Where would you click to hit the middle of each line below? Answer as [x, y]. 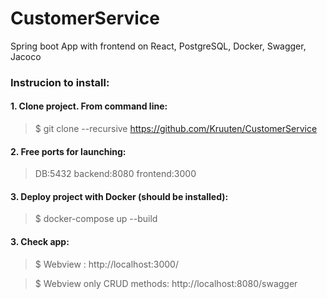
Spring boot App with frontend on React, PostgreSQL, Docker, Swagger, [158, 46]
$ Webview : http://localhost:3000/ [106, 264]
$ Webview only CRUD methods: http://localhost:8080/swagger [166, 283]
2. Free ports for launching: [68, 151]
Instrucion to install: [60, 82]
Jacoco [26, 56]
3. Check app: [40, 242]
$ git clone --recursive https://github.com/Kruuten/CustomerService [176, 129]
